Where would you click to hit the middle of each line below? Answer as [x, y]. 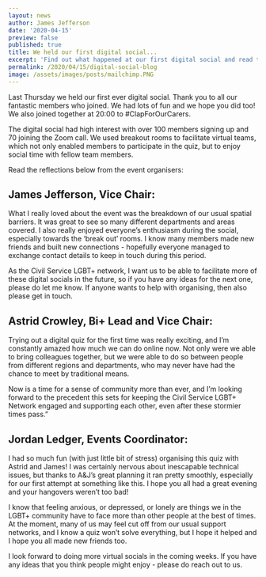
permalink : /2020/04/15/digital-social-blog [83, 67]
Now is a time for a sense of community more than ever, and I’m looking [125, 389]
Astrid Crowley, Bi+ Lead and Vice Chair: [110, 321]
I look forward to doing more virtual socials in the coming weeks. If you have [133, 556]
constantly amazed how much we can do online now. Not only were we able [132, 348]
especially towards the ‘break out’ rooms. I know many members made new [131, 239]
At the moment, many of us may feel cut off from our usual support [118, 524]
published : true [35, 45]
